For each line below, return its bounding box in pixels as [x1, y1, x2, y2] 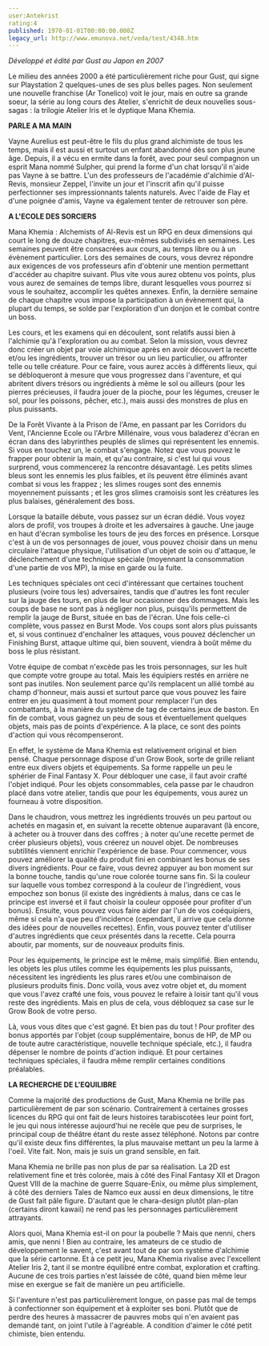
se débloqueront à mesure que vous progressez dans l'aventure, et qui [8, 370, 242, 380]
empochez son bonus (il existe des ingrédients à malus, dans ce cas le [8, 889, 242, 898]
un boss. [8, 312, 38, 322]
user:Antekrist [8, 11, 59, 20]
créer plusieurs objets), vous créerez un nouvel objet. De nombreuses [8, 838, 239, 847]
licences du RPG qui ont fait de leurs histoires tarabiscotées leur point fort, [8, 1112, 254, 1122]
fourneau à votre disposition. [8, 797, 103, 806]
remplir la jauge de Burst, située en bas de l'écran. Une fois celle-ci [8, 613, 231, 622]
